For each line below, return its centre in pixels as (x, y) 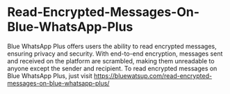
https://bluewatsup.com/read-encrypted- (153, 76)
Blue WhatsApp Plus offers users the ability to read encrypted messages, (112, 46)
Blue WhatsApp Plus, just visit (50, 76)
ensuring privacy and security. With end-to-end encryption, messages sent (115, 54)
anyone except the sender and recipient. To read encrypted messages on (112, 68)
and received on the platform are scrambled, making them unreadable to (111, 61)
